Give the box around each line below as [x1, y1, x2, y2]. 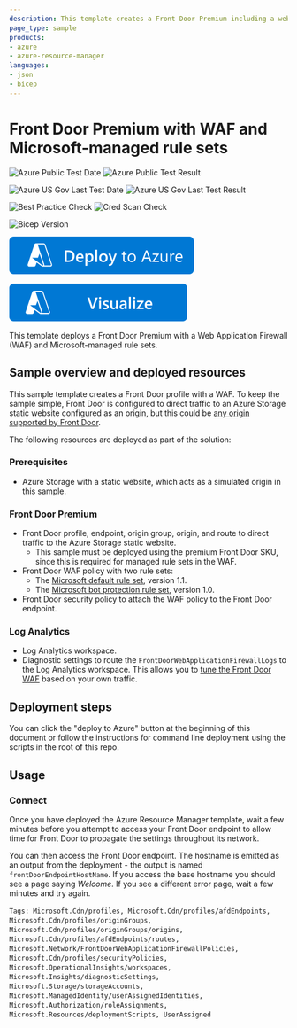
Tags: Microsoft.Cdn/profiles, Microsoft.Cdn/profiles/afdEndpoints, [9, 907, 271, 915]
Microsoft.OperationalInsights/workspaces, [9, 962, 172, 972]
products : [9, 33, 46, 42]
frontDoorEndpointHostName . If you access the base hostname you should [9, 868, 276, 879]
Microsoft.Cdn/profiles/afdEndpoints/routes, [9, 935, 179, 944]
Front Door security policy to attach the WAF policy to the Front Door [21, 594, 272, 604]
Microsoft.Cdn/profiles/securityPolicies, [9, 954, 168, 962]
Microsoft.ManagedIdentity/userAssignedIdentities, [9, 991, 203, 1001]
